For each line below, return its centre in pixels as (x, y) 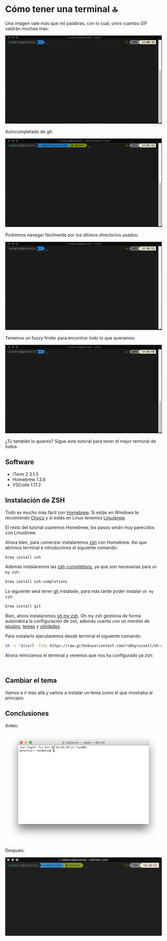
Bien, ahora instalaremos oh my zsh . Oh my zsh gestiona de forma (73, 616)
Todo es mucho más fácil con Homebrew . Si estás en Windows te (72, 512)
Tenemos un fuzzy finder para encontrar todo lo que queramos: (70, 338)
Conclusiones (27, 714)
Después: (15, 850)
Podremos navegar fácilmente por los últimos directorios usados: (72, 235)
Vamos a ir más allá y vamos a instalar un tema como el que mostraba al (79, 693)
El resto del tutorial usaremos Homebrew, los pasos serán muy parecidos (80, 527)
